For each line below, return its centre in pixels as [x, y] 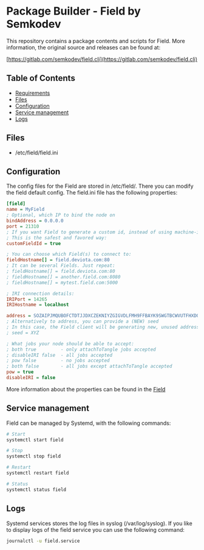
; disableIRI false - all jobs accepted [59, 355]
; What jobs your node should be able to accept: [70, 344]
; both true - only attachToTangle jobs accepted [81, 349]
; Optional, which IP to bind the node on [61, 215]
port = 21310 [23, 226]
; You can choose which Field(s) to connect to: [69, 254]
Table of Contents [41, 78]
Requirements [32, 93]
